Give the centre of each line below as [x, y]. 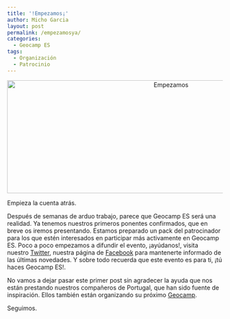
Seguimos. [22, 308]
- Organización [35, 58]
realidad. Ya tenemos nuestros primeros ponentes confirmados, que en [107, 223]
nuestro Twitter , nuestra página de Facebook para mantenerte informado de [114, 252]
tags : [15, 52]
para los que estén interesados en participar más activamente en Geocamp [113, 238]
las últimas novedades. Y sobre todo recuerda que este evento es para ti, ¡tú [115, 259]
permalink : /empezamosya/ [44, 33]
